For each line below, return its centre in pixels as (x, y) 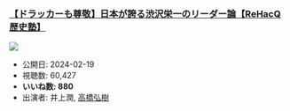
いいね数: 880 (47, 86)
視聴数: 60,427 (49, 76)
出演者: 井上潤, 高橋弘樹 (65, 98)
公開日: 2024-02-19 (58, 64)
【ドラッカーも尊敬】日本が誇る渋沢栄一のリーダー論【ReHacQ (145, 13)
